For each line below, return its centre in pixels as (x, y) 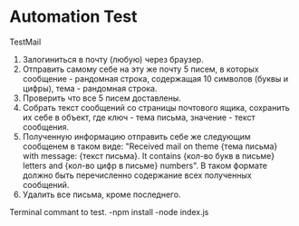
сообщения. (46, 127)
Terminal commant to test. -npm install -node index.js (109, 211)
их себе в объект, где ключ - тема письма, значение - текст (139, 117)
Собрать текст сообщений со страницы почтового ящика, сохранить (156, 107)
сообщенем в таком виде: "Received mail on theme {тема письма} (150, 146)
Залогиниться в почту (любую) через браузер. (113, 59)
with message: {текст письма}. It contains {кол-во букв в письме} (148, 155)
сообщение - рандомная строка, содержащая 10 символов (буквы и (155, 78)
